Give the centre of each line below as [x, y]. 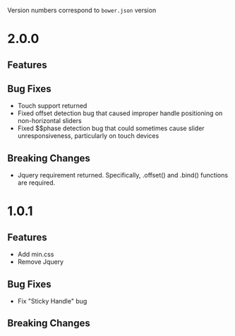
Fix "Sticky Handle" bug [52, 301]
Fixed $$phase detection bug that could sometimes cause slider [111, 128]
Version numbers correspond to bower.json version [82, 10]
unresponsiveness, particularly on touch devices [88, 136]
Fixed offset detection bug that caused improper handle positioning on [120, 113]
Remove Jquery [41, 262]
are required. [36, 183]
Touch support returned [52, 106]
